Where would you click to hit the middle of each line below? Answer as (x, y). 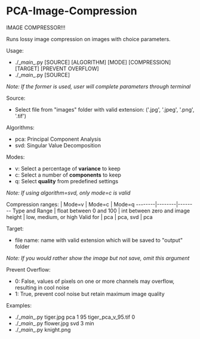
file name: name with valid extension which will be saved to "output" (99, 240)
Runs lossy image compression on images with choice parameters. (89, 39)
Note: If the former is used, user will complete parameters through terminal (99, 86)
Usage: (15, 50)
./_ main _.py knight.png (43, 329)
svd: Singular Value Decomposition (58, 145)
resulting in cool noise (42, 287)
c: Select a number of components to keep (68, 175)
